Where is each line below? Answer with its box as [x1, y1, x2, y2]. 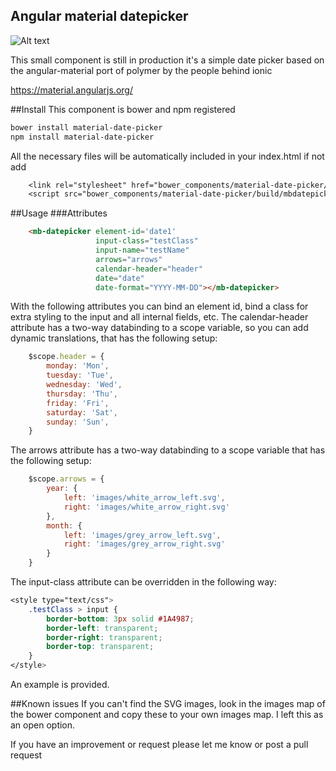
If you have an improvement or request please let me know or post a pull [10, 739, 309, 751]
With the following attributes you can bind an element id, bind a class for [10, 300, 309, 313]
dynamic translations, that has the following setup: [10, 332, 218, 344]
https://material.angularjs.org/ [10, 84, 133, 96]
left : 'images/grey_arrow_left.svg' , [63, 530, 222, 540]
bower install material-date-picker [10, 122, 163, 133]
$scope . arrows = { [28, 474, 105, 484]
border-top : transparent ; [46, 642, 155, 652]
